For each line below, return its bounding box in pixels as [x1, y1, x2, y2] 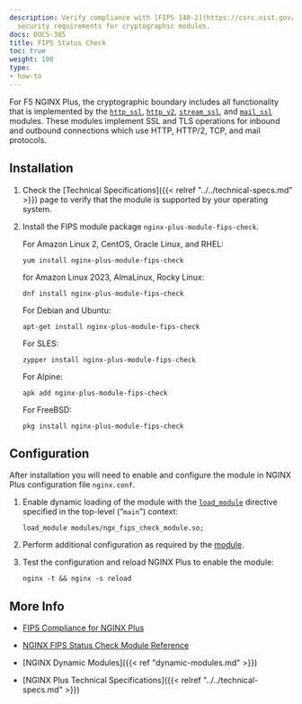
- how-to [9, 72, 42, 81]
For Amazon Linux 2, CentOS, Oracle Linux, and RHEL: [22, 238, 225, 249]
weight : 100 [9, 55, 54, 64]
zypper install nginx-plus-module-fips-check [22, 355, 196, 364]
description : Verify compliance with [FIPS [9, 13, 175, 22]
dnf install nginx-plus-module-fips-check [22, 289, 184, 298]
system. [22, 203, 52, 214]
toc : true [9, 47, 47, 56]
